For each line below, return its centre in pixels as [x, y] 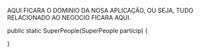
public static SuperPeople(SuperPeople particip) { [77, 31]
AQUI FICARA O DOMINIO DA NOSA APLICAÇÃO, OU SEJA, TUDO [100, 10]
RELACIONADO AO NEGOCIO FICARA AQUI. [69, 18]
